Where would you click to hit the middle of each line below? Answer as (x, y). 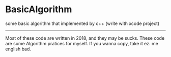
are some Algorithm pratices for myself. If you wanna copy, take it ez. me (82, 43)
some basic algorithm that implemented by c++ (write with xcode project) (82, 23)
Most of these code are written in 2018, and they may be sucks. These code (85, 38)
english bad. (18, 49)
